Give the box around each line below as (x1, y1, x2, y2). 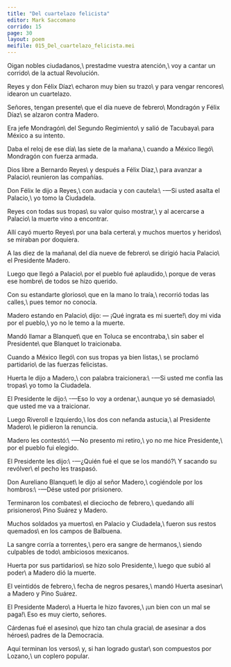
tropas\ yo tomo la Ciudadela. (7, 381, 92, 389)
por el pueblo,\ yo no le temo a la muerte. (7, 319, 126, 327)
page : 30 (7, 29, 33, 37)
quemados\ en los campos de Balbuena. (7, 527, 123, 535)
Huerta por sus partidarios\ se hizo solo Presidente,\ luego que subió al (7, 562, 211, 569)
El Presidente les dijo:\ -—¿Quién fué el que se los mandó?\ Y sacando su (7, 457, 217, 465)
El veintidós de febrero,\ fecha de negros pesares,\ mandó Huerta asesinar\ (7, 582, 223, 590)
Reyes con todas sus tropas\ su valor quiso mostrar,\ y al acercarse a (7, 208, 205, 215)
